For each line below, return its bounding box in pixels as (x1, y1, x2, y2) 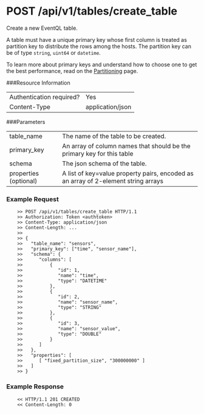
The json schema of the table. (62, 159, 147, 168)
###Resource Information (6, 79, 71, 86)
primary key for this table (62, 149, 134, 157)
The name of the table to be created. (62, 132, 166, 140)
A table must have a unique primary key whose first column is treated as (6, 36, 187, 43)
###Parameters (6, 118, 46, 125)
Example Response (6, 382, 64, 391)
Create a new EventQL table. (6, 24, 78, 32)
